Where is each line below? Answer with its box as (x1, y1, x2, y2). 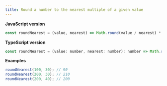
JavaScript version (5, 21, 45, 27)
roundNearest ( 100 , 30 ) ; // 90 (5, 67, 68, 72)
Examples (5, 58, 26, 64)
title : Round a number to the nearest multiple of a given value (5, 7, 143, 12)
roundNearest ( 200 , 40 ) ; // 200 (5, 77, 70, 82)
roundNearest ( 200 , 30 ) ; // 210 (5, 72, 70, 77)
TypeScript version (5, 39, 46, 45)
